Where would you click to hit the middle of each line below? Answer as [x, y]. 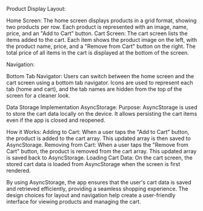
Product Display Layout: [36, 9]
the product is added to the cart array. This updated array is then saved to [98, 138]
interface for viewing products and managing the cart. [74, 202]
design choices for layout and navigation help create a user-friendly [91, 195]
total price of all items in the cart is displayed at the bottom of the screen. [98, 53]
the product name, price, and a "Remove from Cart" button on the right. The [101, 46]
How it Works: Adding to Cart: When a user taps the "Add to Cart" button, [98, 132]
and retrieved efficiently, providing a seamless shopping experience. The [97, 189]
